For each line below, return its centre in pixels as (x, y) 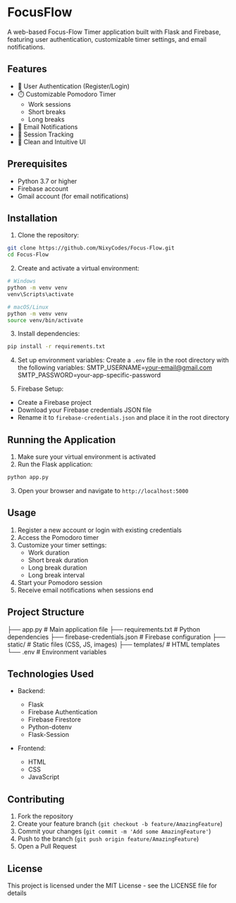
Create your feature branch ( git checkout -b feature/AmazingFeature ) (120, 824)
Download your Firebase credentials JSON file (85, 410)
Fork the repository (45, 816)
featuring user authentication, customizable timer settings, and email (107, 39)
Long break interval (56, 575)
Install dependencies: (49, 334)
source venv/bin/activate (45, 320)
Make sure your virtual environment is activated (87, 457)
